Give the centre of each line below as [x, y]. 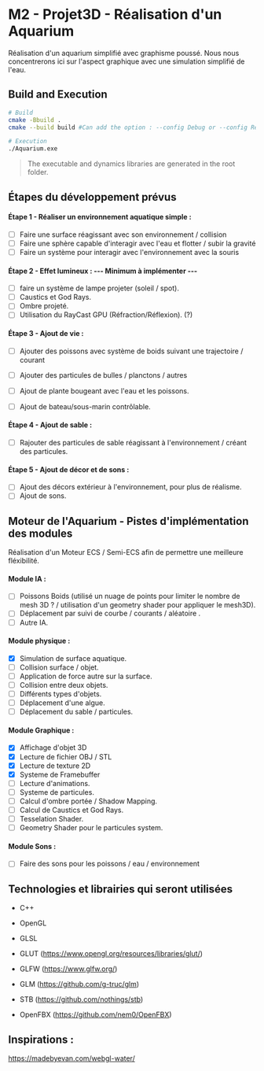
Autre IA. [34, 622]
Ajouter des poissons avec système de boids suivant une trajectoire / [131, 351]
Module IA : [27, 578]
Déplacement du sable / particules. [76, 712]
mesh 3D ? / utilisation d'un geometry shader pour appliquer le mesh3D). [137, 605]
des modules [40, 533]
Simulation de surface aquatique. [73, 658]
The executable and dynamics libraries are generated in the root [131, 164]
